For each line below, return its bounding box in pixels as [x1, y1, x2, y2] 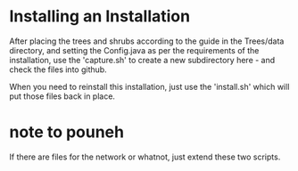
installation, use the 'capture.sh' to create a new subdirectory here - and [9, 54, 276, 65]
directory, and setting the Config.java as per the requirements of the [9, 45, 260, 55]
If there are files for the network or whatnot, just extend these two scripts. [9, 151, 281, 162]
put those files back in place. [9, 91, 116, 102]
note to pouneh [9, 122, 125, 142]
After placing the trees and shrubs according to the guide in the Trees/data [9, 36, 285, 46]
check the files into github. [9, 64, 107, 75]
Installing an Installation [9, 6, 190, 27]
